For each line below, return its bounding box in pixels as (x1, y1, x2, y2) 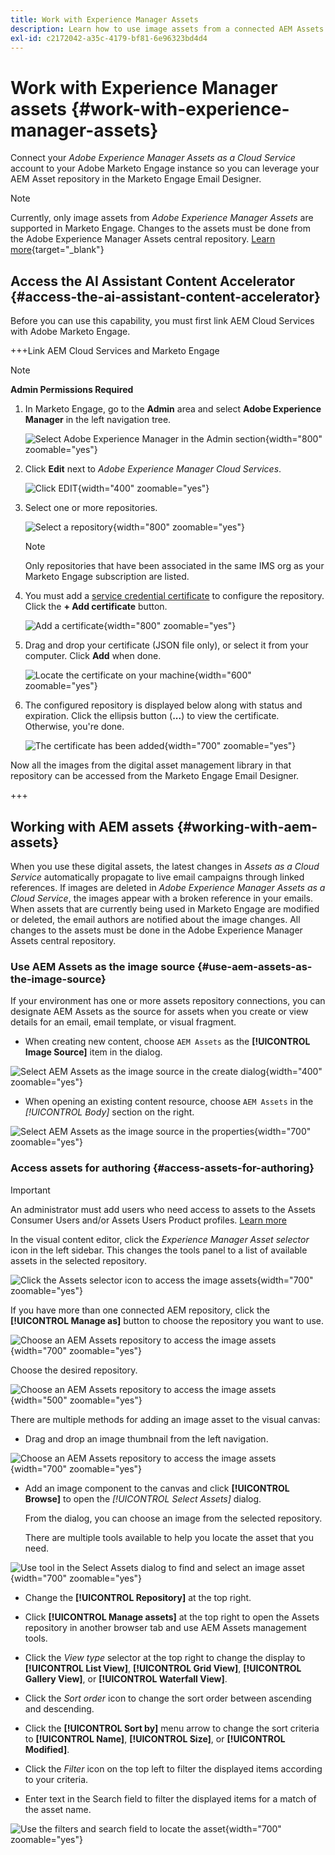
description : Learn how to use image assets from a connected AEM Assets (10, 24, 325, 34)
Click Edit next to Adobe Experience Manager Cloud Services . (24, 463, 282, 475)
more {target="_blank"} (10, 244, 105, 256)
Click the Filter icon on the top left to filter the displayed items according (24, 1762, 323, 1775)
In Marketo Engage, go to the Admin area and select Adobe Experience (24, 403, 322, 415)
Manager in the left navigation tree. (24, 414, 172, 426)
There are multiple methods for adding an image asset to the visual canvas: (10, 1413, 321, 1425)
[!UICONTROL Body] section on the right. (24, 1106, 195, 1118)
